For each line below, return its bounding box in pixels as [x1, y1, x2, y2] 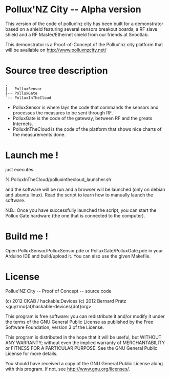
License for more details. [5, 350, 58, 356]
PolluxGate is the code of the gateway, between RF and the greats [12, 115, 153, 121]
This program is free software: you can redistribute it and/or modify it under [5, 313, 165, 319]
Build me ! [5, 231, 49, 242]
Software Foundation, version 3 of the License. [5, 324, 104, 330]
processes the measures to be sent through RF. [12, 109, 113, 116]
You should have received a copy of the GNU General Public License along [5, 360, 163, 366]
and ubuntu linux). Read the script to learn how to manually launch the [5, 191, 154, 198]
